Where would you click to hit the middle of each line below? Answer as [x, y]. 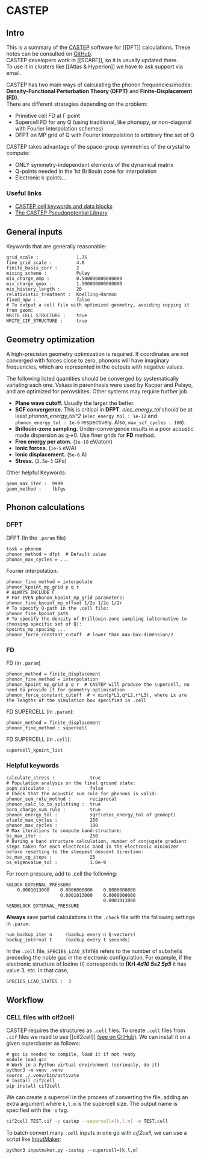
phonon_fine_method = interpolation [52, 679]
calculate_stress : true [54, 778]
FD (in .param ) [23, 663]
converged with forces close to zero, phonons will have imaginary [88, 360]
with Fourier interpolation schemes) [59, 128]
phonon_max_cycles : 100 [52, 825]
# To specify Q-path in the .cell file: [58, 608]
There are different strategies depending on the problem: [77, 104]
